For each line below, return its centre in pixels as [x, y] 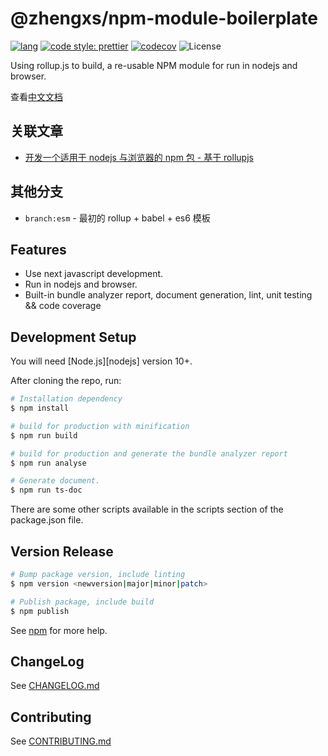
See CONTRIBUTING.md [61, 741]
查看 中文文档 [36, 96]
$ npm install [40, 408]
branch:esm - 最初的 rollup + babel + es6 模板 [117, 218]
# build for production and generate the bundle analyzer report [149, 453]
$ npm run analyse [48, 463]
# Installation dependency [66, 399]
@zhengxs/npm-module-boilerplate [164, 18]
